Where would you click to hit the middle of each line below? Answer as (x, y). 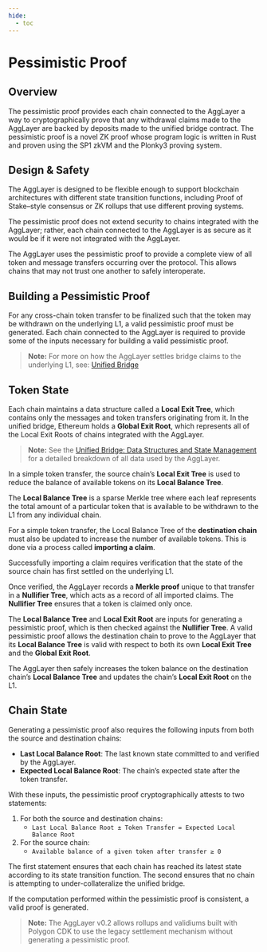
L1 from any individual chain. (55, 515)
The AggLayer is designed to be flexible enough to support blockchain (124, 189)
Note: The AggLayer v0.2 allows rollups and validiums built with (132, 922)
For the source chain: (55, 842)
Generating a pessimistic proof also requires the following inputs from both (131, 729)
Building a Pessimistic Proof (79, 296)
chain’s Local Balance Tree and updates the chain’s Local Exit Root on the (130, 677)
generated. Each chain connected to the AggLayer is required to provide (127, 333)
